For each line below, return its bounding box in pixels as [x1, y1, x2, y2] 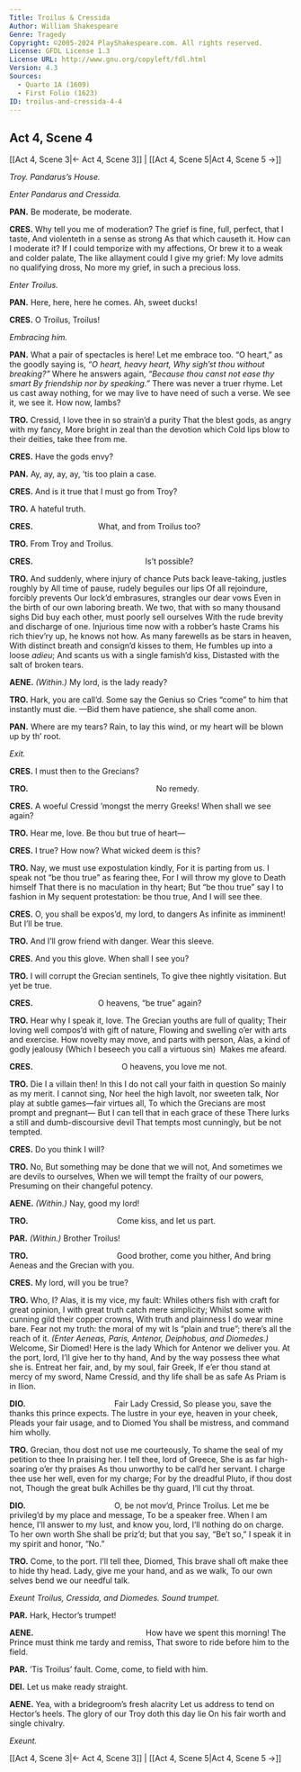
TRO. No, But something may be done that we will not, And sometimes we [9, 1162, 283, 1172]
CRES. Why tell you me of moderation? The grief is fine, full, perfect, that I [9, 224, 284, 235]
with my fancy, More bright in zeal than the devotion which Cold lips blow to [9, 424, 290, 435]
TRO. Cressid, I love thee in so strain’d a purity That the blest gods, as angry [9, 415, 292, 426]
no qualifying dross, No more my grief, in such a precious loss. [9, 262, 241, 273]
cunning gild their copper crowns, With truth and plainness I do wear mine [9, 1314, 284, 1324]
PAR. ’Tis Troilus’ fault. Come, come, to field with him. [9, 1664, 208, 1675]
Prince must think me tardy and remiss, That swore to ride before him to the [9, 1637, 290, 1648]
